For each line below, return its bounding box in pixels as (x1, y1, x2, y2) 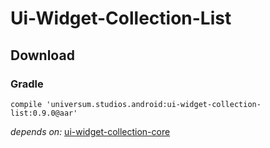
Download (10, 47, 75, 64)
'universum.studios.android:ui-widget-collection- (46, 99, 262, 109)
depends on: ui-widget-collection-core (10, 125, 171, 137)
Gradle (10, 77, 44, 91)
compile (10, 99, 43, 109)
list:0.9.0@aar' (10, 108, 78, 118)
